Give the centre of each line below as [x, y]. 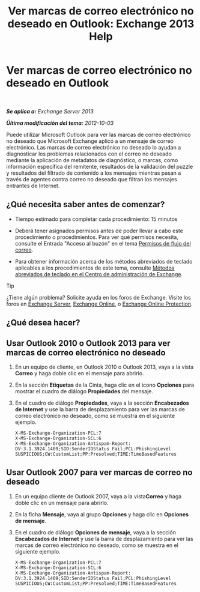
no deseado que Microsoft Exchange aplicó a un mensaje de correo [90, 141]
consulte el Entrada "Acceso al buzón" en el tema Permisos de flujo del [103, 243]
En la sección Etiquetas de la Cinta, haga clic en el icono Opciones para [105, 385]
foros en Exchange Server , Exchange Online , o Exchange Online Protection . [99, 304]
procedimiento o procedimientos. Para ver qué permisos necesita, [97, 237]
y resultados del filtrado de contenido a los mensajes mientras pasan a [94, 173]
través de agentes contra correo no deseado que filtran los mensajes [92, 179]
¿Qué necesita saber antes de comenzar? [86, 204]
